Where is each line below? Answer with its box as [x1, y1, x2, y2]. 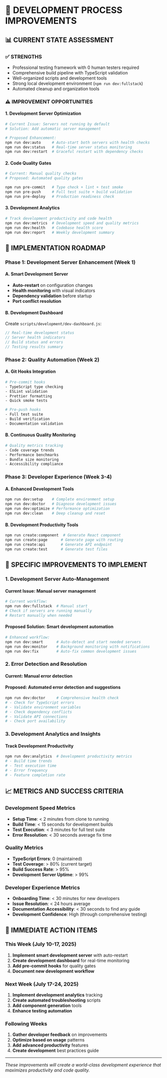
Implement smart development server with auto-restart [12, 952, 128, 958]
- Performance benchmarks [5, 452, 59, 457]
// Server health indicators [5, 335, 66, 340]
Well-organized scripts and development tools [12, 75, 107, 81]
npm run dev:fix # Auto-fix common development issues [5, 649, 137, 654]
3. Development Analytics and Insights [5, 731, 101, 738]
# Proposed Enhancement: [5, 135, 57, 140]
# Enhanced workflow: [5, 635, 50, 640]
